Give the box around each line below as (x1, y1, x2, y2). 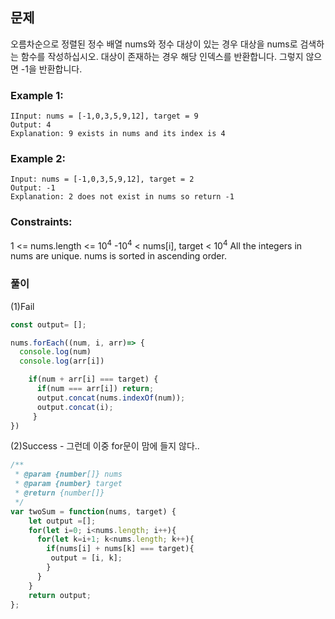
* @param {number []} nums (14, 469, 123, 480)
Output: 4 (10, 120, 52, 130)
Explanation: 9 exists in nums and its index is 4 (10, 129, 226, 139)
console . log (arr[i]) (19, 356, 105, 367)
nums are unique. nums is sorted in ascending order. (10, 250, 227, 262)
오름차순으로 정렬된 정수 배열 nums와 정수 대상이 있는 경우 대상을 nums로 (10, 38, 298, 50)
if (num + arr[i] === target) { (28, 374, 159, 385)
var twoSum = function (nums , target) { (10, 506, 177, 517)
